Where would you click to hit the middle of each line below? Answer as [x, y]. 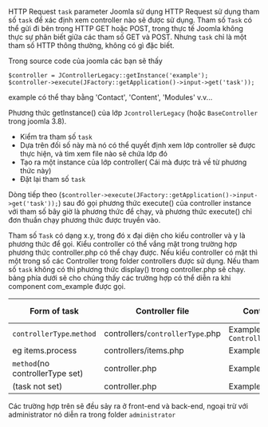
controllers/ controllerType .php [162, 333]
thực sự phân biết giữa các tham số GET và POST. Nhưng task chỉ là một [128, 37]
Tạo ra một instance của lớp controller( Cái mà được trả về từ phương [133, 162]
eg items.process [45, 350]
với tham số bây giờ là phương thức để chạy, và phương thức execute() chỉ [130, 212]
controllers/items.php [144, 350]
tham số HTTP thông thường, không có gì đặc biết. [91, 45]
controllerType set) [48, 373]
